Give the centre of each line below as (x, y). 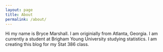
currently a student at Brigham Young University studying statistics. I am (81, 39)
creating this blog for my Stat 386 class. (47, 44)
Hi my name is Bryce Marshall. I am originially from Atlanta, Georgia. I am (81, 34)
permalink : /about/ (26, 19)
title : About (19, 15)
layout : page (19, 10)
